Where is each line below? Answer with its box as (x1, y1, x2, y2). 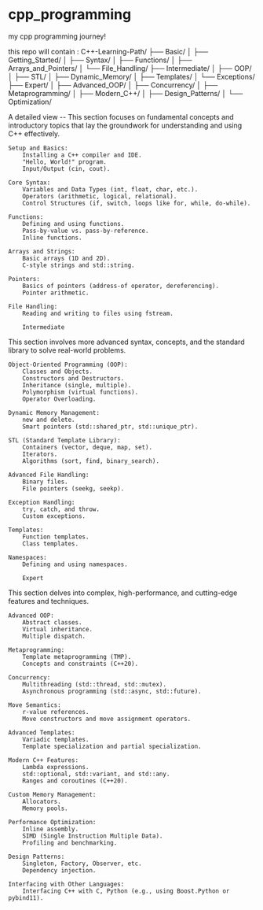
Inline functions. (22, 234, 82, 242)
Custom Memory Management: (8, 790, 97, 798)
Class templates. (22, 539, 79, 548)
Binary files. (22, 478, 68, 486)
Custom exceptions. (22, 512, 86, 520)
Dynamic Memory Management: (8, 409, 100, 416)
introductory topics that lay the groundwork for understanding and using (8, 120, 243, 130)
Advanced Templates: (8, 728, 76, 737)
